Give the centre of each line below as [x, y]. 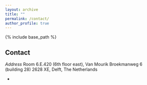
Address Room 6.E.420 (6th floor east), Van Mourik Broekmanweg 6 [74, 64]
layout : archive [22, 10]
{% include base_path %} [31, 37]
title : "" [15, 14]
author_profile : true [27, 23]
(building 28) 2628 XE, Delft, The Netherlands [51, 69]
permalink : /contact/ [27, 19]
